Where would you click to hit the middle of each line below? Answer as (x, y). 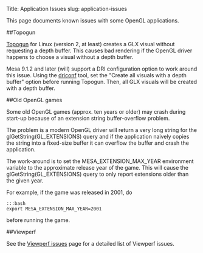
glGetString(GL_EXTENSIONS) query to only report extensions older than (98, 174)
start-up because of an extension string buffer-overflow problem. (88, 118)
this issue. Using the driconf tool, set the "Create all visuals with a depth (97, 75)
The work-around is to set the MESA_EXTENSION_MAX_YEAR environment (100, 161)
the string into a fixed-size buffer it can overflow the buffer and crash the (98, 143)
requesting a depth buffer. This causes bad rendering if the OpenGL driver (99, 50)
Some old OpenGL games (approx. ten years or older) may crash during (96, 112)
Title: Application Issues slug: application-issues (67, 9)
